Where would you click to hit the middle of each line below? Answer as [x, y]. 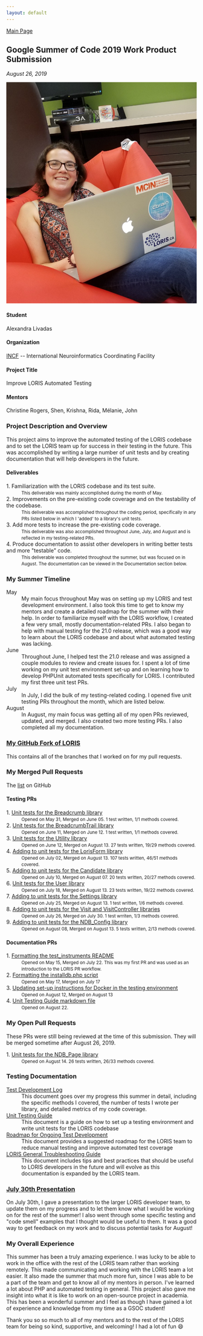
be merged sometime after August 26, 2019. [61, 1043]
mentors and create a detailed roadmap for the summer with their [103, 611]
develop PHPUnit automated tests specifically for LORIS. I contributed [108, 676]
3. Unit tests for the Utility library [47, 838]
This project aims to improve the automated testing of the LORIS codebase [99, 439]
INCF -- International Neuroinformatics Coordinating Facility [81, 356]
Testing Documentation [42, 1077]
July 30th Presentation [41, 1189]
